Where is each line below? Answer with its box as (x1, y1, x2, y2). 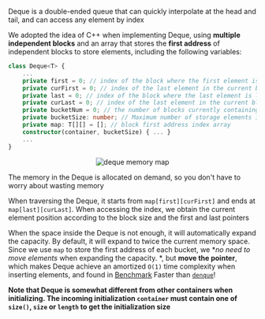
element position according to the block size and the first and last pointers (8, 213, 250, 222)
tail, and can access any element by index (8, 15, 144, 24)
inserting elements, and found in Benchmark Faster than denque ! (8, 269, 216, 279)
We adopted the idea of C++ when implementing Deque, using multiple (8, 31, 241, 39)
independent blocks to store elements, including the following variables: (8, 47, 242, 56)
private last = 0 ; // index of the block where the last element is (22, 91, 252, 99)
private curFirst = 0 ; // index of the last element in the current (22, 84, 252, 92)
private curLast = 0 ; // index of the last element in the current (22, 98, 248, 107)
